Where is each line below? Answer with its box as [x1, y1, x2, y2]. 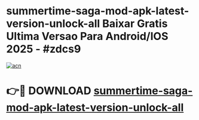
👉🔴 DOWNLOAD [6, 84, 91, 98]
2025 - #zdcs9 [6, 42, 81, 56]
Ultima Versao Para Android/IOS [6, 30, 169, 43]
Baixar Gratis [102, 17, 168, 30]
